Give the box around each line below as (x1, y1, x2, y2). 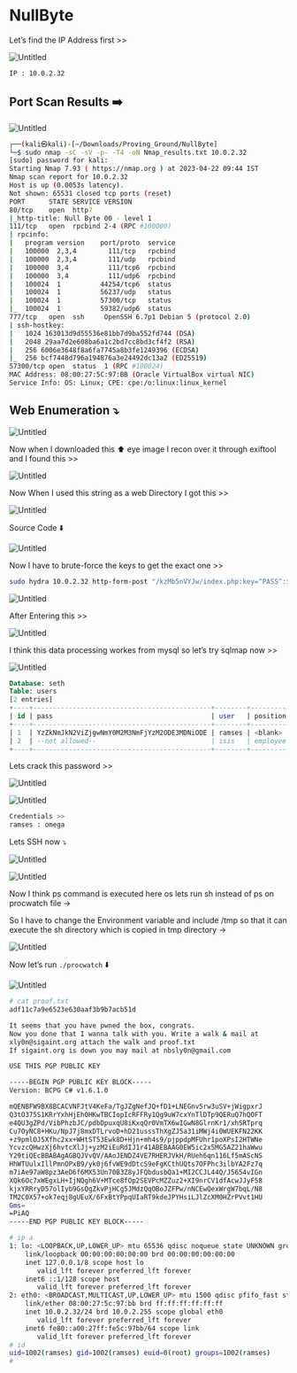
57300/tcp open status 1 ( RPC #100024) (9, 362, 164, 371)
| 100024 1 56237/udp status (9, 288, 172, 297)
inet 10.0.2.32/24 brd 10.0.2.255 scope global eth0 (25, 1307, 224, 1316)
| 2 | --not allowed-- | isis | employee (9, 736, 287, 745)
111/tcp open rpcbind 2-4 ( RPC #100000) (9, 222, 172, 231)
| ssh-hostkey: (9, 321, 65, 330)
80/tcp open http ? (9, 206, 93, 214)
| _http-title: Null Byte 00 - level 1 (9, 213, 152, 222)
